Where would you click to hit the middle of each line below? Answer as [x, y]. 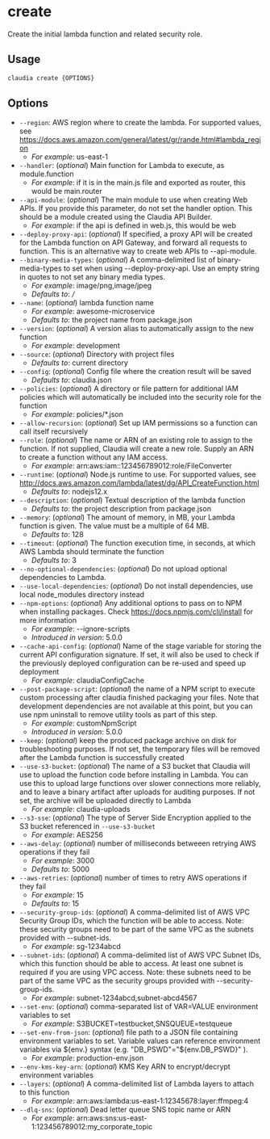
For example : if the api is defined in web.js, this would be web [134, 225]
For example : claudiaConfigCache [87, 680]
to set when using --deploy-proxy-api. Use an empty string [161, 268]
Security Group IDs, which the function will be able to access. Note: [131, 921]
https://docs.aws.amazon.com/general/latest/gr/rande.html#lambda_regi [140, 140]
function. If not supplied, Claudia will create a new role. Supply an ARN [137, 449]
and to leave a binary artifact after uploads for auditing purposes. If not [137, 792]
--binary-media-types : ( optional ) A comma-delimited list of [117, 260]
